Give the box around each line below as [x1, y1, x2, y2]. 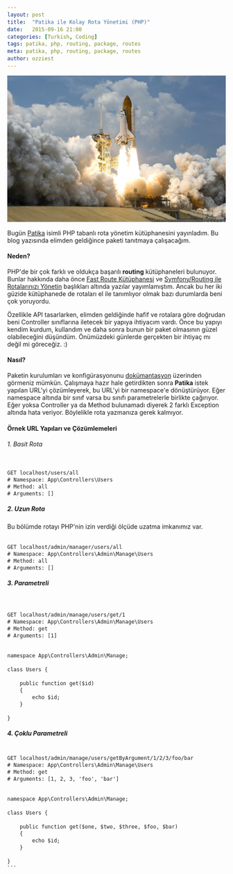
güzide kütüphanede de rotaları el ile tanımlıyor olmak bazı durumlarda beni [7, 289, 223, 298]
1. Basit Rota [7, 440, 43, 448]
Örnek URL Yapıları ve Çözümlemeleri [7, 424, 118, 432]
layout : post [7, 11, 45, 18]
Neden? [7, 252, 31, 261]
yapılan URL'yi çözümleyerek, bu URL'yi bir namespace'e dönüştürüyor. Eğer [7, 386, 225, 394]
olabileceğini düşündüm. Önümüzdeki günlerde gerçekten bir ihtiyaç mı [7, 332, 211, 340]
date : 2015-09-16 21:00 [7, 26, 82, 33]
